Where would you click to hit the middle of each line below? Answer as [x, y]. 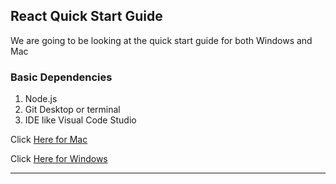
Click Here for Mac [49, 140]
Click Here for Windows [59, 159]
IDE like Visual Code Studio [80, 120]
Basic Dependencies [61, 77]
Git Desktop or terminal [72, 110]
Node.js [41, 99]
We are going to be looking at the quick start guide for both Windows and [161, 40]
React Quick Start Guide [86, 16]
